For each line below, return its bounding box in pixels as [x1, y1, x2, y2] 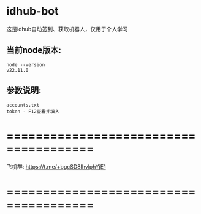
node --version [6, 61, 45, 68]
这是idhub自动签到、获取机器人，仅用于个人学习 [6, 25, 129, 32]
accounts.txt [6, 102, 40, 108]
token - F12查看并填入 [6, 109, 60, 115]
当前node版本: [6, 45, 61, 56]
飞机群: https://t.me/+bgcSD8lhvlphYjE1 [6, 162, 106, 170]
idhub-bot [6, 4, 59, 18]
